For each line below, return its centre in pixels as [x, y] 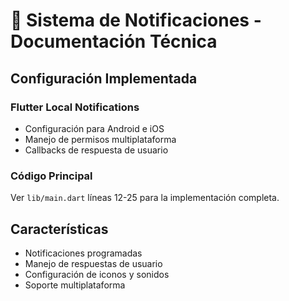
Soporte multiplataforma [75, 285]
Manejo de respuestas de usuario [93, 263]
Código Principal [51, 176]
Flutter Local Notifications [75, 107]
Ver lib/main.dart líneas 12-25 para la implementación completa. [145, 198]
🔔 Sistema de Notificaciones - [136, 20]
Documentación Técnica [114, 41]
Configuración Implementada [104, 78]
